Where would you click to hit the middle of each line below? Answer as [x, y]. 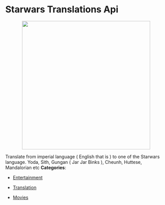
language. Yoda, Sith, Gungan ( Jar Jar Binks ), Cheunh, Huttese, [74, 162]
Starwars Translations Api [62, 10]
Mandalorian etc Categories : [36, 167]
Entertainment [28, 177]
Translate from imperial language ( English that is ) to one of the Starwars [82, 156]
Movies [20, 197]
